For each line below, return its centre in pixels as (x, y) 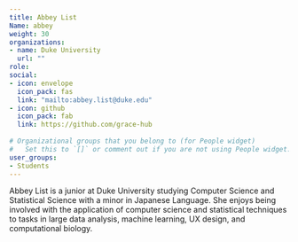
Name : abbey (31, 26)
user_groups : (33, 157)
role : (19, 67)
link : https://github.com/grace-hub (85, 125)
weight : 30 (29, 34)
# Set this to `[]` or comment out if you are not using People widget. (150, 149)
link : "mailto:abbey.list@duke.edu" (85, 100)
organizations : (37, 42)
